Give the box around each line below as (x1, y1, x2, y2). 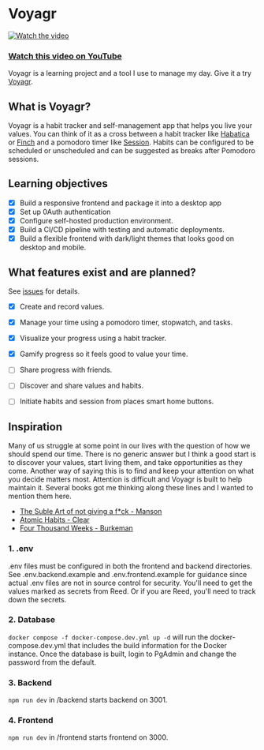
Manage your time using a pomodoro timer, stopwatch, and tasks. (19, 317, 233, 328)
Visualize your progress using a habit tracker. (19, 333, 167, 343)
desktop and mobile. (19, 242, 87, 253)
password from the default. (8, 657, 97, 667)
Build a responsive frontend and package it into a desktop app (19, 198, 222, 208)
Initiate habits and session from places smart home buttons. (19, 396, 214, 407)
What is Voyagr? (8, 99, 91, 113)
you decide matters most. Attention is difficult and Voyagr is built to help (8, 474, 243, 484)
